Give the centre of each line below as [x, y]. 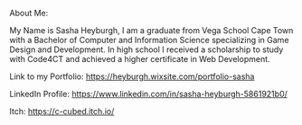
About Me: [29, 13]
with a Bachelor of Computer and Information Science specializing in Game [149, 40]
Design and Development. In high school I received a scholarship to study [146, 49]
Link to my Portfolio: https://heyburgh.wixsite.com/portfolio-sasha [132, 76]
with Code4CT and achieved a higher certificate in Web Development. [140, 59]
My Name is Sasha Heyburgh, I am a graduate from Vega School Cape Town [151, 30]
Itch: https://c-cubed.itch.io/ [62, 111]
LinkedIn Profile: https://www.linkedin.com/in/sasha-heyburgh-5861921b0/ [148, 94]
